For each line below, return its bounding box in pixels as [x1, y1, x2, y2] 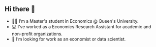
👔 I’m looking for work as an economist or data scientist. [11, 36, 126, 42]
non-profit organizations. [11, 31, 62, 37]
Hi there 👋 [4, 5, 35, 13]
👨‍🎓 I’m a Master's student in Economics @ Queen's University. [11, 18, 139, 24]
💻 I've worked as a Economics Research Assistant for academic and [11, 23, 151, 30]
